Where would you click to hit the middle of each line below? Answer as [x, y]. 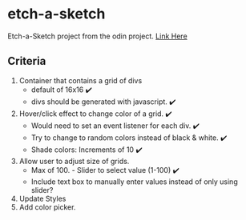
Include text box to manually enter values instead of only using [134, 182]
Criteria [27, 61]
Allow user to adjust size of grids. [74, 161]
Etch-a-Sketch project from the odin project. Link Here [97, 36]
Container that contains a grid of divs [81, 80]
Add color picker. [47, 207]
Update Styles [42, 198]
